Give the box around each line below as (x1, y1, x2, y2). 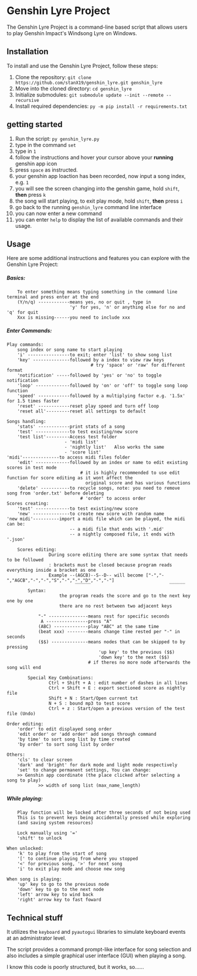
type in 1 (15, 148, 36, 155)
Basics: (6, 274, 26, 281)
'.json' (6, 537, 26, 542)
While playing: (6, 795, 43, 802)
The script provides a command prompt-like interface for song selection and (6, 946, 191, 953)
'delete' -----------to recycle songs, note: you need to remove (17, 485, 181, 492)
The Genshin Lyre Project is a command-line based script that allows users (6, 23, 188, 30)
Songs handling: (6, 419, 46, 425)
